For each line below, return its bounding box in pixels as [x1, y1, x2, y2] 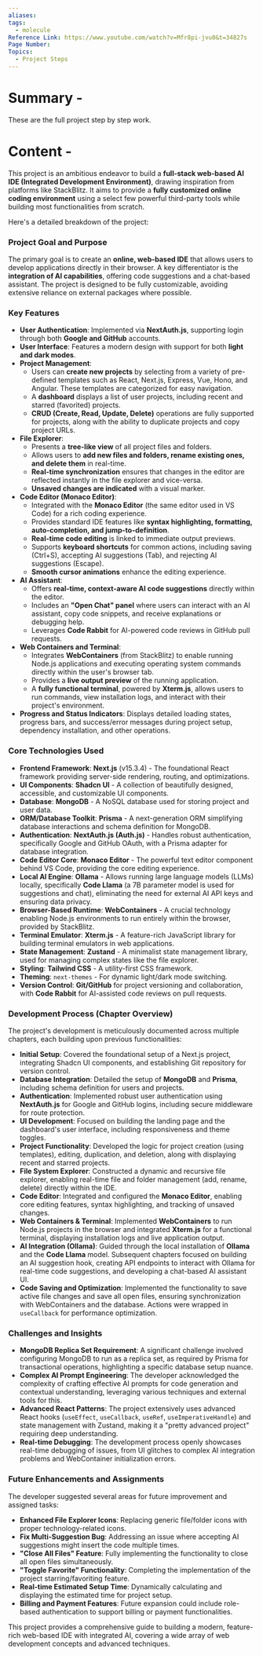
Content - [8, 143, 72, 160]
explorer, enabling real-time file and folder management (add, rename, [19, 1175, 247, 1184]
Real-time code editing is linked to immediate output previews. [31, 534, 236, 543]
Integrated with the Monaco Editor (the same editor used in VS [31, 500, 236, 510]
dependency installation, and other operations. [19, 726, 171, 735]
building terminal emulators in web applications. [19, 938, 175, 948]
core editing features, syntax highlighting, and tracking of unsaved [19, 1199, 235, 1209]
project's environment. [31, 700, 104, 711]
